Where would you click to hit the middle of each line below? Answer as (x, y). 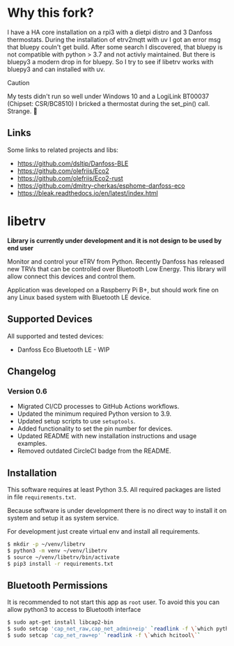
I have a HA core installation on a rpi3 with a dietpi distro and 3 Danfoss (110, 32)
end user (20, 248)
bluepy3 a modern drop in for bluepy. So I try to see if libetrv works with (110, 61)
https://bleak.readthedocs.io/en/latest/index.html (87, 193)
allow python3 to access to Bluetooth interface (74, 610)
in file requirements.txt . (42, 497)
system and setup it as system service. (63, 518)
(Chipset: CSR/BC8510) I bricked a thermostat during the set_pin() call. (109, 103)
